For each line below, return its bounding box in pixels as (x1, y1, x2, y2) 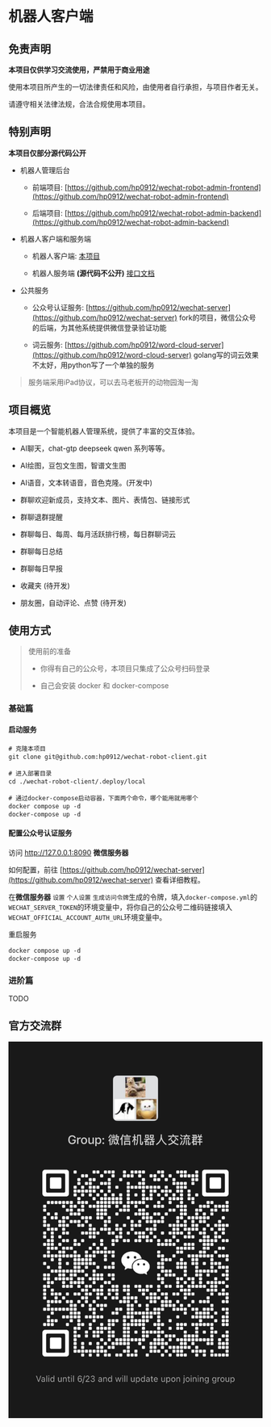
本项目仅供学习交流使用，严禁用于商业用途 (8, 65, 150, 74)
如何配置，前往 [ (8, 865, 63, 875)
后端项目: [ (31, 208, 68, 218)
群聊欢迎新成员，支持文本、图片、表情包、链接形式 (19, 494, 190, 505)
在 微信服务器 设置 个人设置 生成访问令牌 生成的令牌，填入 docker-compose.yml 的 (8, 892, 258, 901)
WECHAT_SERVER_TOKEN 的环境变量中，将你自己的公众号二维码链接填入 (8, 902, 233, 912)
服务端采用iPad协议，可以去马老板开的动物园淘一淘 (27, 377, 199, 387)
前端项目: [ (31, 183, 68, 192)
